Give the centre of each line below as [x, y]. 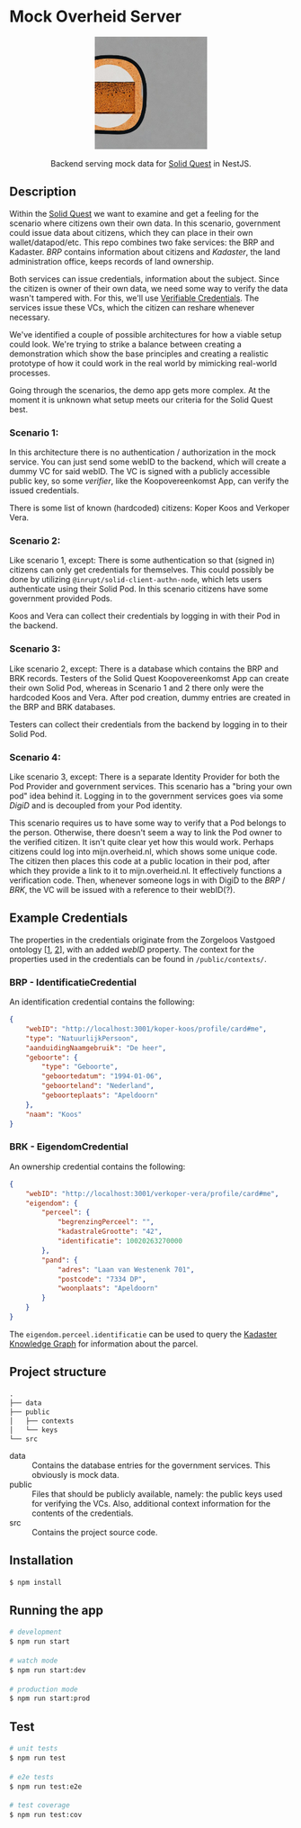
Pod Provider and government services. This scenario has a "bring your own [151, 786]
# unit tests [34, 1749]
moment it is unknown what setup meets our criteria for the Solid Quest [142, 400]
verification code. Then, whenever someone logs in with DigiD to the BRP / [147, 880]
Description [43, 192]
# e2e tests [31, 1777]
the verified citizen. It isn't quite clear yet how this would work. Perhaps [142, 842]
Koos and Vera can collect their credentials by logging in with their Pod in [145, 616]
